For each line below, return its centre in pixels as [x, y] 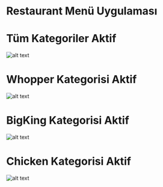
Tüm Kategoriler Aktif [61, 39]
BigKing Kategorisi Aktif [68, 121]
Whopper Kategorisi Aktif [72, 80]
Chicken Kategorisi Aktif [69, 161]
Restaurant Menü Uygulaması [82, 11]
